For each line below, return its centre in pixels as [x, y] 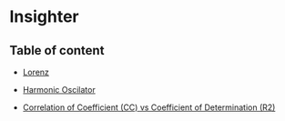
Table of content [57, 50]
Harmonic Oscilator [59, 90]
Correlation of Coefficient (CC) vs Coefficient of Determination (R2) [149, 107]
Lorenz [36, 72]
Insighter [44, 17]
